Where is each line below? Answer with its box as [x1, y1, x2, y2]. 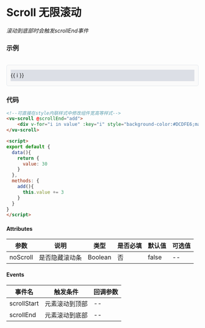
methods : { [12, 178, 40, 184]
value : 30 [22, 161, 48, 167]
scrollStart [9, 299, 39, 307]
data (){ [12, 149, 32, 156]
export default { [6, 144, 51, 150]
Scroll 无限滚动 [6, 5, 82, 20]
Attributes [6, 225, 33, 232]
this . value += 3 [22, 189, 64, 195]
